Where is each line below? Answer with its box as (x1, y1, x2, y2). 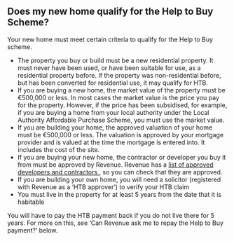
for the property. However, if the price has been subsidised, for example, (17, 101, 228, 109)
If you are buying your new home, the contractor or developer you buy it (17, 153, 226, 161)
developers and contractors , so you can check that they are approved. (17, 167, 223, 176)
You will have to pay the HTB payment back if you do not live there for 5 (7, 211, 215, 219)
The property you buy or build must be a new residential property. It (17, 56, 214, 64)
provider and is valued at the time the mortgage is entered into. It (17, 138, 205, 146)
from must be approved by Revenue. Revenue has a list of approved (17, 160, 214, 169)
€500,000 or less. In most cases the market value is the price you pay (17, 93, 219, 102)
